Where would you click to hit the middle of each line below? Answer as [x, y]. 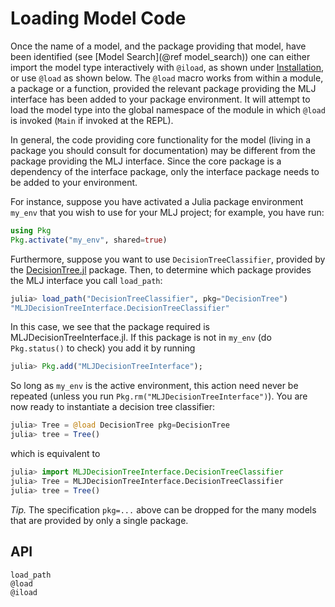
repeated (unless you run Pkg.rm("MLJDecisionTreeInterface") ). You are [159, 396]
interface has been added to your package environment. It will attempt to [160, 99]
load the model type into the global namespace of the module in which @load [168, 109]
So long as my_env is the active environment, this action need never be [154, 386]
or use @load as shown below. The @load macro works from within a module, [167, 78]
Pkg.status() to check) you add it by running [103, 348]
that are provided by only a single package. [99, 520]
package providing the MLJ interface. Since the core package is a [146, 161]
